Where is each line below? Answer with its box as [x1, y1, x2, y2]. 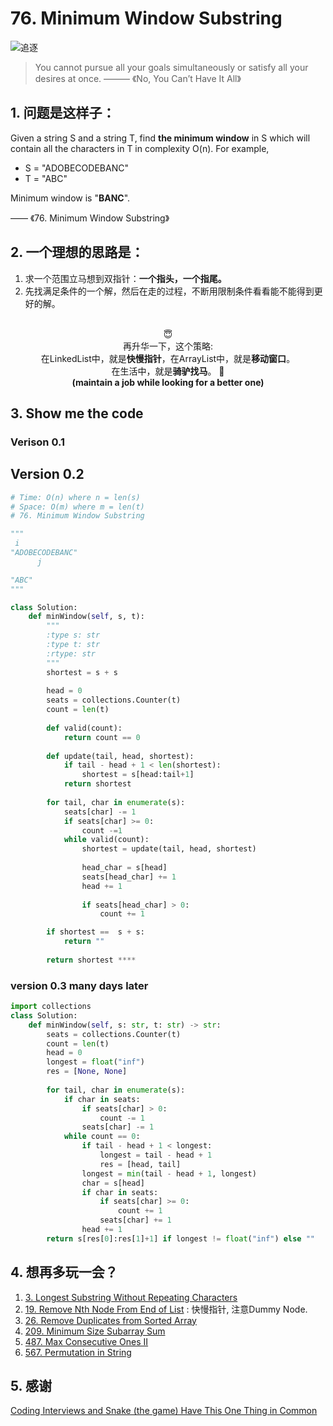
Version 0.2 [10, 466, 85, 483]
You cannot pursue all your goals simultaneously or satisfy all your [34, 61, 309, 73]
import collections [10, 1002, 92, 1012]
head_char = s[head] [81, 863, 168, 873]
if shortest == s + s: [46, 927, 145, 937]
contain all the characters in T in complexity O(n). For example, [10, 142, 270, 154]
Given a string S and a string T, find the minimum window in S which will [10, 132, 311, 144]
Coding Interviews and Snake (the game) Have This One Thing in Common [10, 1405, 318, 1417]
